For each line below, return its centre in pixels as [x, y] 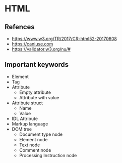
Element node [33, 139]
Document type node [41, 134]
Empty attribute [35, 92]
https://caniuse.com [32, 44]
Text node [30, 145]
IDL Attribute [25, 119]
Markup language [30, 123]
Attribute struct [27, 103]
